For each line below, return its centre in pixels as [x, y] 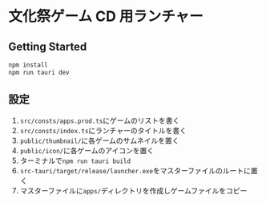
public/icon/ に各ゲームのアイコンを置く [87, 150]
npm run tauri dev [39, 72]
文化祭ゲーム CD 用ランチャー [106, 16]
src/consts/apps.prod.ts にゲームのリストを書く [100, 120]
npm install [28, 65]
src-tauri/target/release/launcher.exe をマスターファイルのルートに [135, 170]
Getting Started [48, 46]
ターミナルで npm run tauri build [75, 160]
